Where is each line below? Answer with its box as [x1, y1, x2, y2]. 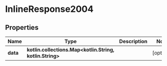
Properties [5, 23, 39, 32]
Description [119, 38, 148, 45]
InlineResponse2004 [5, 3, 93, 15]
